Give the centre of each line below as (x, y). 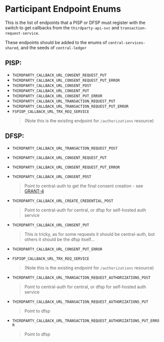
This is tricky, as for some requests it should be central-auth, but (90, 234)
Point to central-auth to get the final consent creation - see (84, 186)
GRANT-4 (34, 191)
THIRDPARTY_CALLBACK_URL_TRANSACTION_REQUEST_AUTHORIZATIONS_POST (81, 277)
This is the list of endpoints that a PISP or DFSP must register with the (75, 23)
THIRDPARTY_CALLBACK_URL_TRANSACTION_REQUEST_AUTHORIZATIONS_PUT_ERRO (86, 321)
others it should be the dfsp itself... (59, 239)
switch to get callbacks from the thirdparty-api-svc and (62, 27)
